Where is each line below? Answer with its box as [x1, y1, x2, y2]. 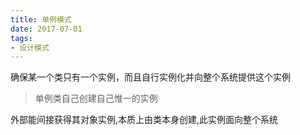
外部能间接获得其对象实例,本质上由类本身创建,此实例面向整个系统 [10, 114, 279, 126]
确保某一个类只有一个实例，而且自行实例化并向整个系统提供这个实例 [10, 71, 291, 83]
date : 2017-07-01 [10, 24, 83, 34]
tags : [10, 33, 33, 43]
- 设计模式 [10, 42, 50, 53]
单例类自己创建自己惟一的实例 [34, 92, 158, 105]
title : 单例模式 [10, 14, 72, 25]
